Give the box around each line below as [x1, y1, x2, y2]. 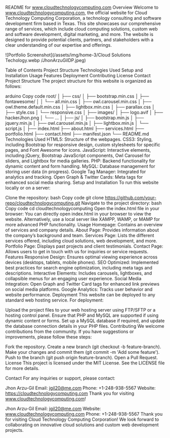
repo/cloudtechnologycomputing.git [5, 200, 80, 206]
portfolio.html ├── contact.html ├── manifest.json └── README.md [5, 131, 149, 137]
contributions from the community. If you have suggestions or [5, 328, 134, 334]
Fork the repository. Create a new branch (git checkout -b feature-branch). [5, 344, 161, 350]
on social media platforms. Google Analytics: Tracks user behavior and [5, 286, 153, 292]
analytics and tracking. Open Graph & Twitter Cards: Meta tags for [5, 174, 143, 180]
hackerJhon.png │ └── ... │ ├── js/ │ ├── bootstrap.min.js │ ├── [5, 115, 144, 121]
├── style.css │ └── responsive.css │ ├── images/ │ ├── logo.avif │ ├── [5, 109, 163, 115]
